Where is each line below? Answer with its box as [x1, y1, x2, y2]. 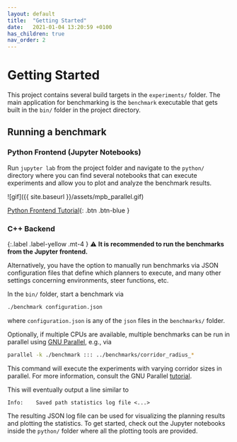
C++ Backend [7, 224, 55, 234]
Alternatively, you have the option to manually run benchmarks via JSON [7, 261, 219, 270]
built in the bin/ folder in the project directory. [7, 106, 141, 114]
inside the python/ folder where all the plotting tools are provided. [7, 426, 198, 435]
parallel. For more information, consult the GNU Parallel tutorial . [7, 371, 192, 380]
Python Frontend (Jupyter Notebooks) [7, 147, 141, 157]
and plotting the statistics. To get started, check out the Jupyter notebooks [7, 419, 226, 427]
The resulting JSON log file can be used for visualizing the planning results [7, 412, 226, 420]
